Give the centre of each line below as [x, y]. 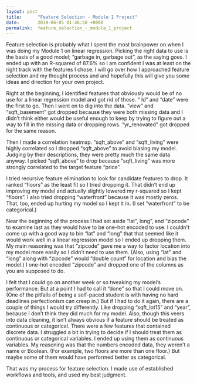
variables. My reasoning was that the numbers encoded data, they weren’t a [98, 345]
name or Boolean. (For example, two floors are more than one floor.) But [93, 351]
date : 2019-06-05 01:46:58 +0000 [55, 22]
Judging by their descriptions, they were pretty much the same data [88, 155]
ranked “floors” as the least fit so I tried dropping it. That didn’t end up [91, 185]
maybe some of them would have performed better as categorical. [86, 357]
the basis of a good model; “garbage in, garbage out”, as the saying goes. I [96, 57]
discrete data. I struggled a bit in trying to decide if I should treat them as [94, 332]
